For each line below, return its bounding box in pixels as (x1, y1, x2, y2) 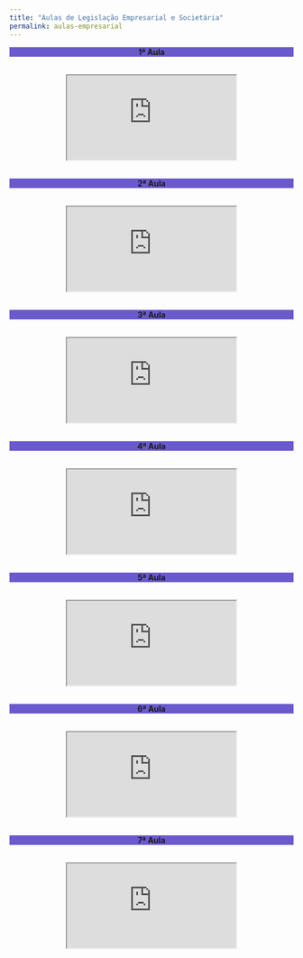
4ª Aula (136, 440, 167, 451)
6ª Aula (137, 703, 166, 714)
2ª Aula (137, 178, 166, 189)
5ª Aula (137, 572, 166, 583)
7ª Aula (137, 834, 166, 845)
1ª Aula (138, 46, 165, 57)
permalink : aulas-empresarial (9, 22, 124, 31)
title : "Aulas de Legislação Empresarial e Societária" (9, 13, 224, 23)
